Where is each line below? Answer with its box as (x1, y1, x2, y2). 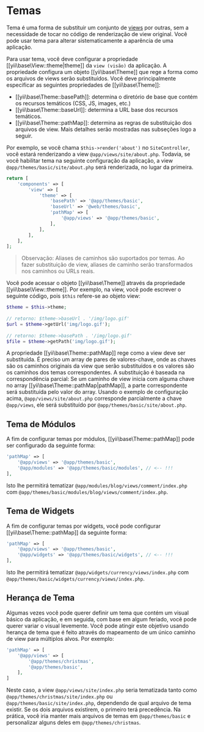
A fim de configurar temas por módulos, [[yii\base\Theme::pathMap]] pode (6, 435, 195, 443)
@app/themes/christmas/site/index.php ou (6, 693, 113, 700)
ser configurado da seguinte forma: (6, 442, 96, 449)
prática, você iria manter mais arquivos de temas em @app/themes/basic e (6, 712, 191, 720)
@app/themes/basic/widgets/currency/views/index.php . (6, 575, 145, 583)
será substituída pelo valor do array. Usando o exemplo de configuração (6, 388, 188, 396)
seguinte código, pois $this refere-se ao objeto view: (6, 292, 140, 300)
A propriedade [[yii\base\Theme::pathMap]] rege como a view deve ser (6, 349, 186, 357)
